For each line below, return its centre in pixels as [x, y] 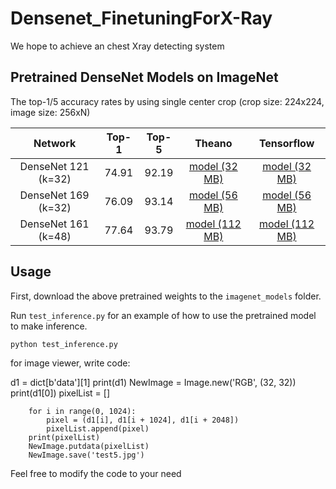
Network [55, 143]
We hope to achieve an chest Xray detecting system [117, 46]
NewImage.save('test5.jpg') [86, 455]
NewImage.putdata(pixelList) [89, 446]
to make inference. [49, 326]
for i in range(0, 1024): [82, 411]
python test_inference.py [64, 344]
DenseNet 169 [54, 195]
